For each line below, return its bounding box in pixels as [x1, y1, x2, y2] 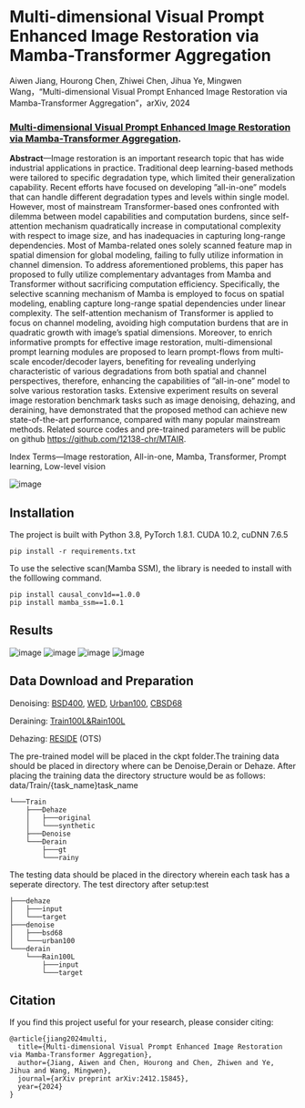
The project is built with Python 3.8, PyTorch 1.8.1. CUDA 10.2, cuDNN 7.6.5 [9, 529, 289, 540]
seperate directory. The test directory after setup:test [9, 878, 209, 889]
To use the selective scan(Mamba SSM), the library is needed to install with [9, 563, 292, 574]
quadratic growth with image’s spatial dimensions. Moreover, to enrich [9, 327, 273, 338]
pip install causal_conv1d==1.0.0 [9, 590, 141, 600]
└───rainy [42, 853, 79, 862]
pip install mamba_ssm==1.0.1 [9, 599, 125, 608]
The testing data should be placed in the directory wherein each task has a [9, 868, 290, 880]
